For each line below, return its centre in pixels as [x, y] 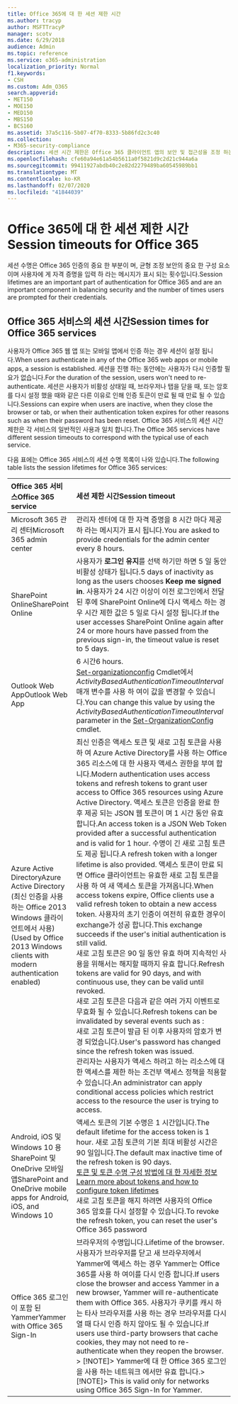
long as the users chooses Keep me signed [149, 581]
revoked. [91, 991]
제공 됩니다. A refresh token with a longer [151, 854]
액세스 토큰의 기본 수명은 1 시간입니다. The [143, 1123]
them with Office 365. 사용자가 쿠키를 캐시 [145, 1303]
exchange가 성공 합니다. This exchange [140, 925]
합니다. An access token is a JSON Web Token [151, 824]
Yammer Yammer [39, 1317]
